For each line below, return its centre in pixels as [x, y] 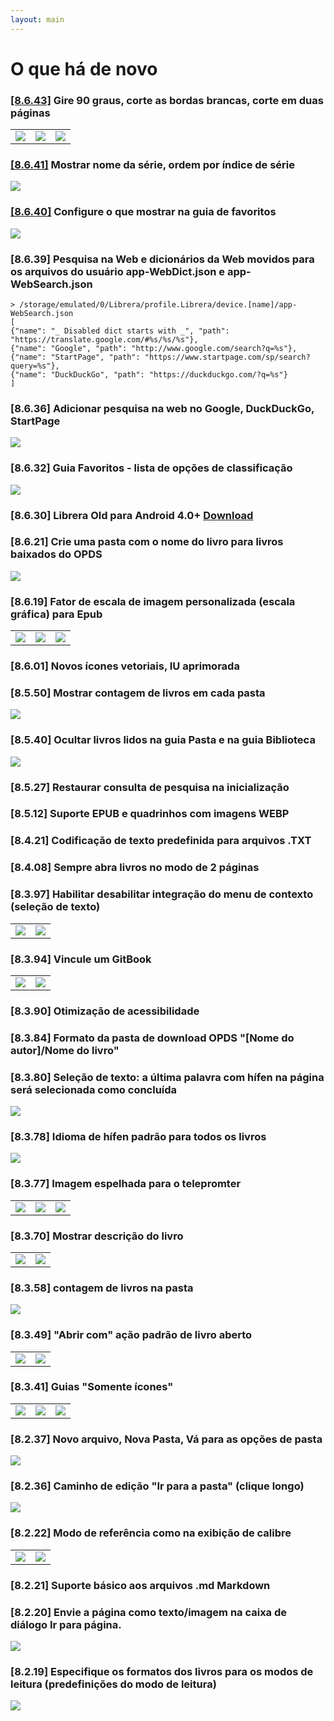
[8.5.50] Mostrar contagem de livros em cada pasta [138, 693]
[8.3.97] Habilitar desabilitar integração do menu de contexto [162, 894]
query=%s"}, [35, 366]
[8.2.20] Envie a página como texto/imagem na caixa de [149, 1612]
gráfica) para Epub [56, 614]
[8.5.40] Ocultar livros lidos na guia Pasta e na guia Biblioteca [163, 740]
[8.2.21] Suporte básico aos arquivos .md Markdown [140, 1585]
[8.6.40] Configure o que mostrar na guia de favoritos [143, 212]
